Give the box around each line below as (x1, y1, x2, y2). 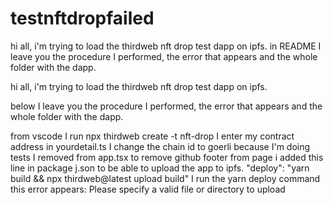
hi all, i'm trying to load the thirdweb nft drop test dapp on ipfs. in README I (10, 40, 322, 52)
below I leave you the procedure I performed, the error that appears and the (10, 100, 323, 112)
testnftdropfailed (10, 7, 155, 30)
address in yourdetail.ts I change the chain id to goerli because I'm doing (10, 140, 311, 152)
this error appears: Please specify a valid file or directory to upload (10, 183, 286, 195)
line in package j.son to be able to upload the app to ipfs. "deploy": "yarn (10, 162, 310, 174)
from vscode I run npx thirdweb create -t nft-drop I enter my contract (10, 130, 295, 142)
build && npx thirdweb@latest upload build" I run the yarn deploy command (10, 172, 321, 184)
